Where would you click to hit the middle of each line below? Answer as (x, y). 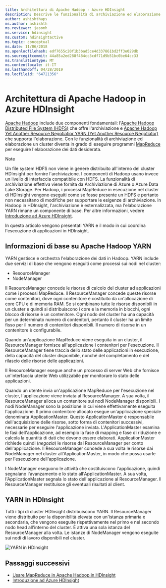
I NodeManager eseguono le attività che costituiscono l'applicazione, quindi (83, 468)
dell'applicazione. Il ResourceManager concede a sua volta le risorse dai (79, 448)
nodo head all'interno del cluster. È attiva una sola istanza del (68, 528)
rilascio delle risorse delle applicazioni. (45, 361)
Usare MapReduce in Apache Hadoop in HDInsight (64, 575)
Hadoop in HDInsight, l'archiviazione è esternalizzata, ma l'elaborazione (79, 205)
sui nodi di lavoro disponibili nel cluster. (45, 538)
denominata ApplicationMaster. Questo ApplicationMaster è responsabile (80, 417)
